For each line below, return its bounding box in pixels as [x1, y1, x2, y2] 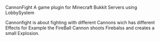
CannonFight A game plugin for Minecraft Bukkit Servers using [5, 5, 137, 10]
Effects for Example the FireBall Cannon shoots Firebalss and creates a [5, 25, 155, 31]
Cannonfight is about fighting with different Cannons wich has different [5, 20, 155, 25]
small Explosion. [5, 30, 40, 36]
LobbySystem [5, 10, 35, 16]
